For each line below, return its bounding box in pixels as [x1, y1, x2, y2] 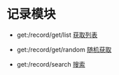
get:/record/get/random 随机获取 [16, 45, 112, 53]
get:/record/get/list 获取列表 [16, 31, 98, 39]
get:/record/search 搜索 [16, 60, 85, 68]
